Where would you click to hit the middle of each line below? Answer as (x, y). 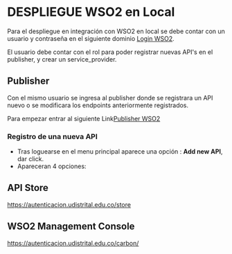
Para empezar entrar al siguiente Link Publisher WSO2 (84, 118)
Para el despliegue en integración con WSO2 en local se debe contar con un (116, 31)
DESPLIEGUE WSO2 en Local (91, 12)
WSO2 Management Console (71, 227)
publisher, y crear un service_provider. (62, 59)
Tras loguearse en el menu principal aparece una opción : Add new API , (120, 152)
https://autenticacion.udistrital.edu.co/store (69, 204)
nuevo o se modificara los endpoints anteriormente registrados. (98, 105)
